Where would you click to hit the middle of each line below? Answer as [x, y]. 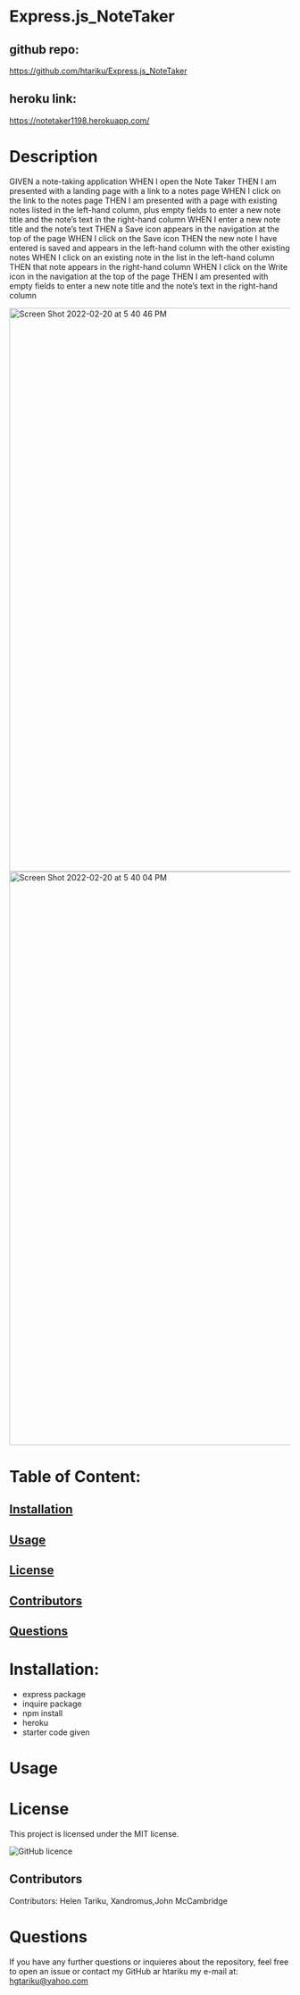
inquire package [52, 1704]
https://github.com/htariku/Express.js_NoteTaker [98, 71]
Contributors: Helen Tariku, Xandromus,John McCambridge [118, 1900]
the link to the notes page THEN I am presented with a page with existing [143, 200]
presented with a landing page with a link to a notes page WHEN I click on [145, 190]
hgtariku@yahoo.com [49, 1981]
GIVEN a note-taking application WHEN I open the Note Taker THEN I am [143, 181]
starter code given [56, 1732]
